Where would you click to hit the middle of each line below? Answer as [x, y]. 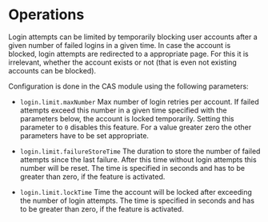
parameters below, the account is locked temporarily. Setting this [127, 118]
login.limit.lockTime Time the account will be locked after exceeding [136, 192]
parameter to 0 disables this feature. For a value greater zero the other [136, 127]
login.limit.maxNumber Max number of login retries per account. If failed [139, 101]
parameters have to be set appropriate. [84, 135]
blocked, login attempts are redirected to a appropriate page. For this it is [129, 54]
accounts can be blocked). [52, 70]
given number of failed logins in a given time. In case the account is [120, 45]
